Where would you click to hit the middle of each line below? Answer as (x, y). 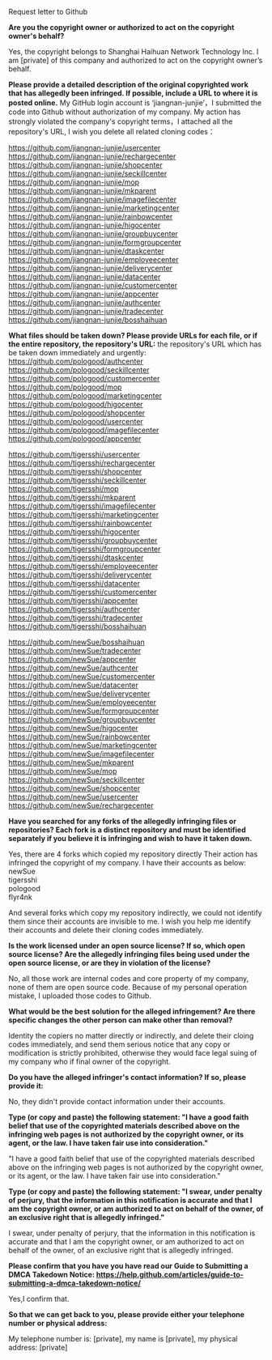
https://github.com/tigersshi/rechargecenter (82, 463)
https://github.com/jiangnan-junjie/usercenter (85, 148)
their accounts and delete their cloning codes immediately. (106, 930)
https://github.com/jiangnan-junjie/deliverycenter (90, 268)
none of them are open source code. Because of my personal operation (128, 987)
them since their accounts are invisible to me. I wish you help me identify (130, 921)
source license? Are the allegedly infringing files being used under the (129, 954)
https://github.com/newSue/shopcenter (74, 788)
